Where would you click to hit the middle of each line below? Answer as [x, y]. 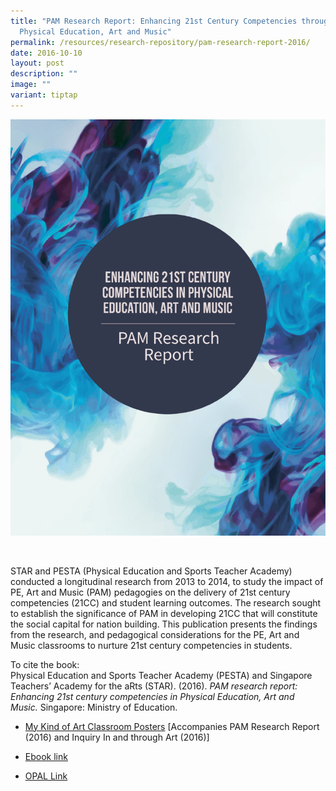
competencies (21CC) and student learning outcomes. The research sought [166, 602]
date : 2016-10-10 [46, 53]
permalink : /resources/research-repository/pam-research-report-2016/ [160, 42]
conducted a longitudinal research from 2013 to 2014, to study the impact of [167, 581]
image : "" [31, 85]
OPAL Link [46, 776]
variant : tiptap [44, 95]
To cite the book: [45, 664]
